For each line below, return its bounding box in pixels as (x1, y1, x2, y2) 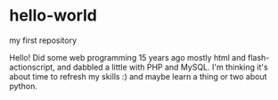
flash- (248, 52, 270, 62)
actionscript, (9, 62, 55, 72)
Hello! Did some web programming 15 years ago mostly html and (9, 52, 247, 62)
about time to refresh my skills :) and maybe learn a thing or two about (9, 71, 267, 81)
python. (9, 80, 37, 91)
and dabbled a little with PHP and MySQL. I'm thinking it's (56, 62, 269, 72)
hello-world (9, 5, 98, 26)
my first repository (9, 35, 78, 46)
